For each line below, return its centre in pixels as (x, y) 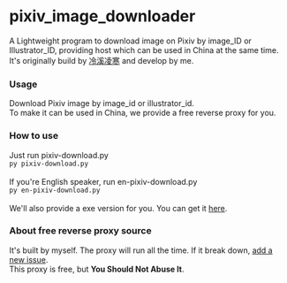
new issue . (29, 259)
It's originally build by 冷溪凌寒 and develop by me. (102, 60)
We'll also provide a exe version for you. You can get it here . (118, 208)
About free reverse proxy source (80, 231)
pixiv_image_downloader (102, 16)
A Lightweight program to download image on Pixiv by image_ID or (130, 41)
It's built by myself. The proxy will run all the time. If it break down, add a (141, 250)
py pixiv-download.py (49, 164)
